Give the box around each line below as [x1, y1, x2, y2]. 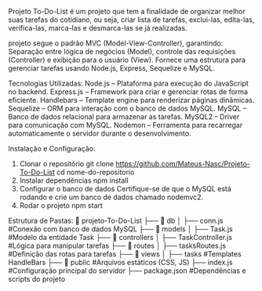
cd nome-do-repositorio [56, 168, 135, 176]
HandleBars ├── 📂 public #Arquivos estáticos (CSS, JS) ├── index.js [8, 258, 233, 267]
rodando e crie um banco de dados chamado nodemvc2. [19, 192, 204, 202]
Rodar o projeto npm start [19, 201, 104, 210]
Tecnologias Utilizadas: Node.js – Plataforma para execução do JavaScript [8, 78, 249, 88]
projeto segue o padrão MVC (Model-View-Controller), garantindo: [8, 38, 224, 48]
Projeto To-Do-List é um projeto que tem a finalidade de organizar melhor [8, 7, 246, 16]
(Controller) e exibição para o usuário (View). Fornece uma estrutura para [8, 55, 246, 64]
